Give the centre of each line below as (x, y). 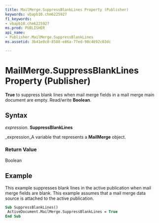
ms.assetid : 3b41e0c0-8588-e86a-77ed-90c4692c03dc (58, 42)
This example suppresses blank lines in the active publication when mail (78, 187)
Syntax (16, 116)
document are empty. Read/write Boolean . (48, 100)
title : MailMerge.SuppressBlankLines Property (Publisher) (67, 10)
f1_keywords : (18, 19)
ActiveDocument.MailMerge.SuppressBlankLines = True (63, 212)
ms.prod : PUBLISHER (25, 28)
